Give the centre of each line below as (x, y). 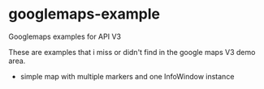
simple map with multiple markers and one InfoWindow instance (127, 76)
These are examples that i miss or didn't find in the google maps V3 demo (132, 52)
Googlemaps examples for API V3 (65, 36)
